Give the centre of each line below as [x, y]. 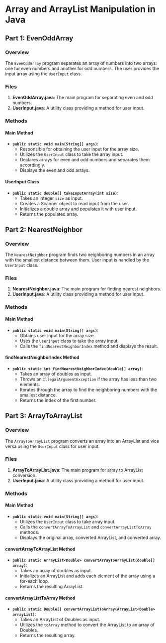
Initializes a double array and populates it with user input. [78, 209]
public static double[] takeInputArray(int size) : [65, 193]
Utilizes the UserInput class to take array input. [68, 521]
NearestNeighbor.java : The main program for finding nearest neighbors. [87, 289]
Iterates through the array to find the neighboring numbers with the [88, 389]
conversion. [24, 475]
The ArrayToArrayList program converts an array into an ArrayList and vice [82, 441]
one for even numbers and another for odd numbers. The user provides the [82, 68]
